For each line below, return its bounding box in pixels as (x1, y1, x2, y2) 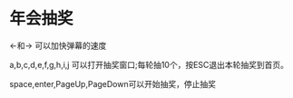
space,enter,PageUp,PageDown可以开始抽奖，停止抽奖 (9, 78, 216, 89)
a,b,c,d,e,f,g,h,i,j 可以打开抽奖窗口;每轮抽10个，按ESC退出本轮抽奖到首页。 (9, 59, 288, 70)
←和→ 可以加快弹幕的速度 (9, 40, 107, 51)
